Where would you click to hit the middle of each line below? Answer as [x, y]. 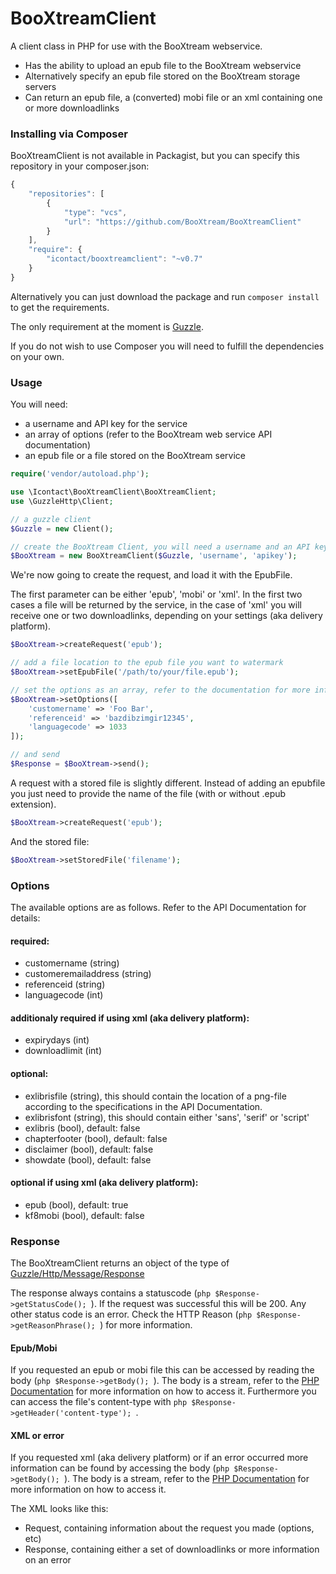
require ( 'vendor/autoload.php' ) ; [80, 474]
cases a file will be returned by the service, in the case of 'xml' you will [156, 605]
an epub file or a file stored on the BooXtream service [135, 456]
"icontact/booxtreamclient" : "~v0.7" [124, 259]
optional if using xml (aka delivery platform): [104, 1183]
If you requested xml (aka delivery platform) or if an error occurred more [159, 1458]
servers [40, 86]
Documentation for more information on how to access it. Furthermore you [163, 1391]
